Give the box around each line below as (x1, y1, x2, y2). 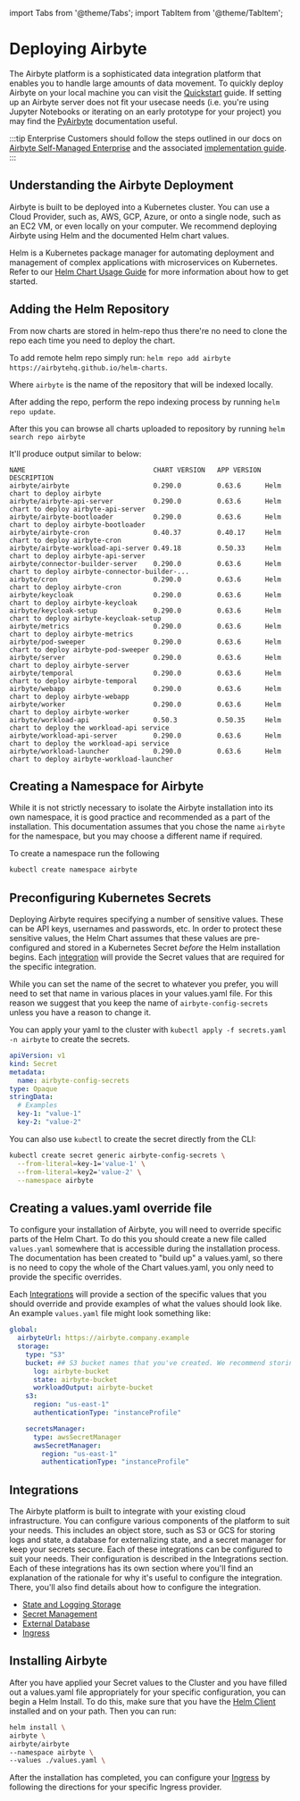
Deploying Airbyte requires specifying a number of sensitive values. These (9, 914, 284, 925)
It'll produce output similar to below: (9, 448, 142, 459)
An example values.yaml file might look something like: (9, 1308, 212, 1319)
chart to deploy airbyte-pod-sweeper (9, 645, 150, 655)
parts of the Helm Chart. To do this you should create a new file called (9, 1234, 267, 1245)
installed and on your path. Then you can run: (9, 1705, 177, 1716)
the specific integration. (9, 962, 96, 972)
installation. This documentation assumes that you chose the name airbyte (9, 821, 286, 832)
